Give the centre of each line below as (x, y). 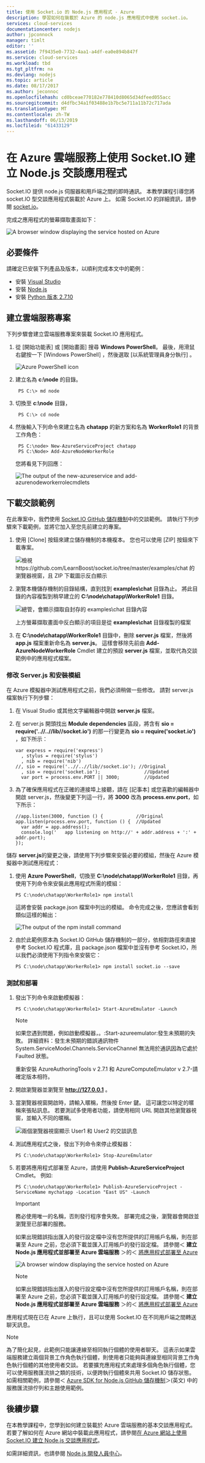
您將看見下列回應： (39, 463)
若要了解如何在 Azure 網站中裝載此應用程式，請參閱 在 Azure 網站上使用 (97, 1432)
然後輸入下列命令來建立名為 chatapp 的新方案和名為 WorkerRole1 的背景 (107, 426)
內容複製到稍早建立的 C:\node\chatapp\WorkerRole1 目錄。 (102, 596)
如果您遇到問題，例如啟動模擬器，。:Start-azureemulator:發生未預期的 (102, 1033)
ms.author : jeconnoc (33, 92)
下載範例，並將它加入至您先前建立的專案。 (70, 526)
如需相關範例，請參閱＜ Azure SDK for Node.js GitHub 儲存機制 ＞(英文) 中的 (102, 1380)
